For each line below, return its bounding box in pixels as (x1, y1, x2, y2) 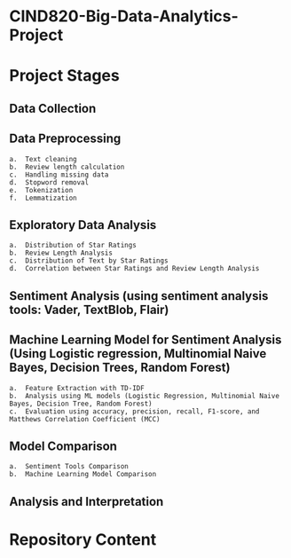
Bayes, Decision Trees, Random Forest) (9, 360, 231, 375)
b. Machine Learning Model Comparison (9, 470, 157, 479)
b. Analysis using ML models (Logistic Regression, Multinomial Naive (9, 391, 279, 400)
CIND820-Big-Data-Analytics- (9, 6, 240, 27)
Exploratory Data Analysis (9, 217, 157, 232)
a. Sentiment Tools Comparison (9, 462, 129, 471)
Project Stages (9, 66, 120, 86)
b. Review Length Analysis (9, 248, 114, 258)
